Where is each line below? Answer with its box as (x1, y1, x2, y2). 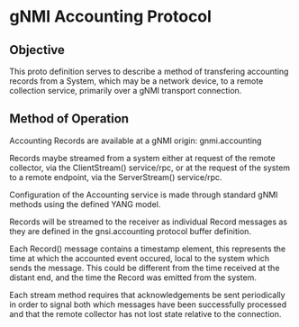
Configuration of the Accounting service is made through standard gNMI (9, 189, 278, 200)
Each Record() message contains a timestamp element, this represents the (9, 243, 286, 254)
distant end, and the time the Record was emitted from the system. (9, 272, 257, 283)
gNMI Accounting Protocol (9, 6, 212, 27)
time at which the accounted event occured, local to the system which (9, 252, 270, 263)
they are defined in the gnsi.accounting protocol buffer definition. (9, 225, 252, 236)
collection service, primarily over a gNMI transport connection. (9, 86, 242, 95)
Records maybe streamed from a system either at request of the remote (9, 152, 276, 163)
